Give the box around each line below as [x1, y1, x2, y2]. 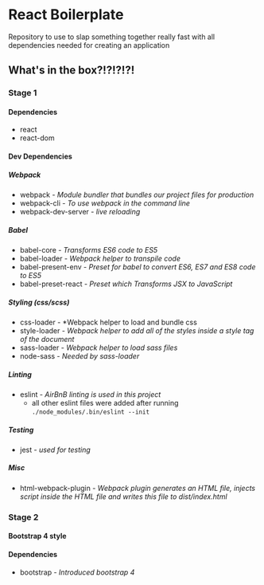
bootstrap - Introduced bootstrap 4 [19, 567, 135, 577]
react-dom [19, 133, 55, 143]
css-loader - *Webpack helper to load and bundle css [19, 317, 197, 327]
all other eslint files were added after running [31, 398, 179, 407]
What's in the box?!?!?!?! [8, 64, 135, 77]
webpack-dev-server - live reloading [19, 207, 141, 217]
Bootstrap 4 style [8, 532, 67, 541]
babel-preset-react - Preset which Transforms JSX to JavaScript [19, 279, 233, 289]
